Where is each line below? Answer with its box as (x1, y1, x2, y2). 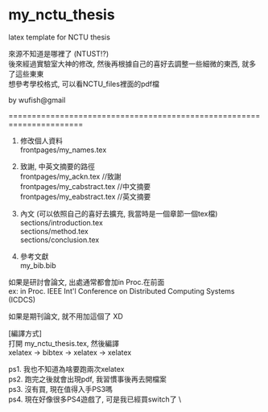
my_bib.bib (19, 260, 56, 270)
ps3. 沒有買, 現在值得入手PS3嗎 (8, 384, 113, 393)
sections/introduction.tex (19, 217, 103, 227)
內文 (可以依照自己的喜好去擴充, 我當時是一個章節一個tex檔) (19, 208, 218, 218)
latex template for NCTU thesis (8, 32, 111, 42)
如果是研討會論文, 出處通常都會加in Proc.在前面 (8, 277, 165, 286)
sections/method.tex (19, 226, 89, 236)
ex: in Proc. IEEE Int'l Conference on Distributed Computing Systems (8, 286, 235, 295)
